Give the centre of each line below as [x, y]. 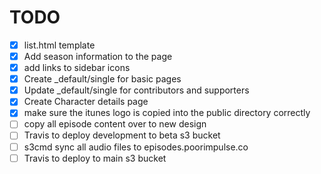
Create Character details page [86, 102]
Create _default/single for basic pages [102, 79]
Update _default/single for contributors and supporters [136, 90]
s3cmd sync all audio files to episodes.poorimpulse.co [136, 147]
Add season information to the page [98, 56]
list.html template [59, 45]
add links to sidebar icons [77, 68]
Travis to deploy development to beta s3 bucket [122, 135]
